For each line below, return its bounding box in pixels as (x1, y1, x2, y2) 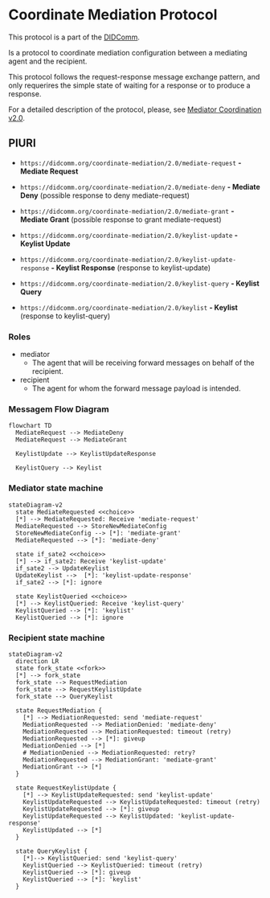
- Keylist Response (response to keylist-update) (51, 263, 211, 273)
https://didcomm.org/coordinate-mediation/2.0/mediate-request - (19, 158, 242, 167)
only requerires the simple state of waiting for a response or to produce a (8, 80, 251, 90)
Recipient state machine (8, 632, 105, 643)
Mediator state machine (8, 482, 104, 494)
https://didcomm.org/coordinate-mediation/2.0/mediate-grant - (19, 206, 235, 215)
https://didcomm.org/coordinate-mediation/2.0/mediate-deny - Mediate (19, 182, 261, 191)
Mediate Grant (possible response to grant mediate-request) (19, 215, 222, 224)
